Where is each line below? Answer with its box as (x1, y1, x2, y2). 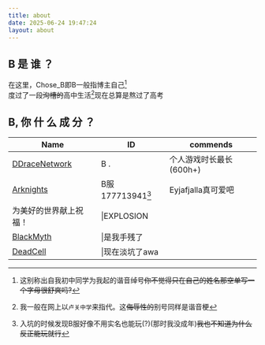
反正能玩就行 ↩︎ (19, 328, 69, 338)
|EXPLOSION (101, 210, 148, 221)
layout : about (8, 26, 55, 34)
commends (189, 139, 233, 150)
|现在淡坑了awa (101, 246, 159, 257)
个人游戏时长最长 (169, 154, 233, 165)
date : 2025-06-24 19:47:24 (8, 19, 97, 27)
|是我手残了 (101, 232, 144, 243)
